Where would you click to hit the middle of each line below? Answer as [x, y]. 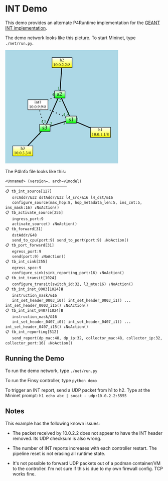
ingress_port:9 [28, 219]
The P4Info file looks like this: [36, 171]
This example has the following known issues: [53, 423]
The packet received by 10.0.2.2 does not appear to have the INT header [88, 433]
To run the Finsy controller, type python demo [51, 380]
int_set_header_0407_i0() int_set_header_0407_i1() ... [71, 322]
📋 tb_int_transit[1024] [31, 278]
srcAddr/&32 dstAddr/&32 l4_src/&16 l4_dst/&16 [62, 197]
